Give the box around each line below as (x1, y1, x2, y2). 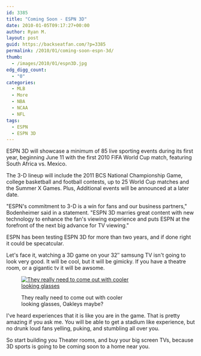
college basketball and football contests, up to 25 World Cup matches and (6, 178, 190, 186)
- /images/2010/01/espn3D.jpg (11, 60, 87, 66)
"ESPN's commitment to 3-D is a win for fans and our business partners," (6, 203, 187, 210)
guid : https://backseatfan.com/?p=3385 (6, 41, 106, 48)
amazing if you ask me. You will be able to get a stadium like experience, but (6, 319, 195, 326)
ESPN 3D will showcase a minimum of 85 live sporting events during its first (6, 147, 194, 155)
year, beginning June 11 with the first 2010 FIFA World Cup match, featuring (6, 154, 192, 161)
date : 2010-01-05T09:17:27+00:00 (6, 22, 90, 28)
